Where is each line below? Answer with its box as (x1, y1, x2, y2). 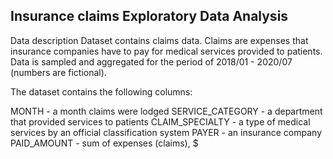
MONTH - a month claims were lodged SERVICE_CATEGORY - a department (10, 105, 323, 117)
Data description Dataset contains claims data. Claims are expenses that (10, 34, 309, 46)
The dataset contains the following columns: (10, 85, 193, 98)
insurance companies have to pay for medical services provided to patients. (10, 45, 323, 57)
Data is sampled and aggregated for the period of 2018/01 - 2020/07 (10, 55, 293, 68)
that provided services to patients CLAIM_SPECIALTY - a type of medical (10, 115, 311, 128)
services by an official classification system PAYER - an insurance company (10, 126, 322, 138)
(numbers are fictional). (10, 66, 107, 78)
